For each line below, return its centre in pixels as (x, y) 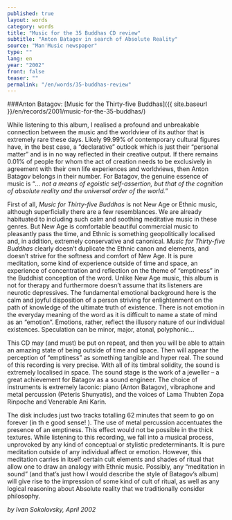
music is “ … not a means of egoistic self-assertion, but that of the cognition (115, 183)
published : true (30, 14)
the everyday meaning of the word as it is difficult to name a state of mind (113, 315)
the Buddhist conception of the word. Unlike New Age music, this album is (113, 278)
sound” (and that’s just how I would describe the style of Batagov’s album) (113, 474)
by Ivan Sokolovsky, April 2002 (52, 510)
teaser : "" (23, 78)
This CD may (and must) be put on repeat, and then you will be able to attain (116, 343)
